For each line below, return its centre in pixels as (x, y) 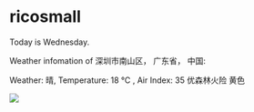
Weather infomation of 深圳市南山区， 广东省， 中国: (108, 60)
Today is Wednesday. (50, 42)
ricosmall (46, 17)
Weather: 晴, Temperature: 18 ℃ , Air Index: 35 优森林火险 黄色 (127, 80)
